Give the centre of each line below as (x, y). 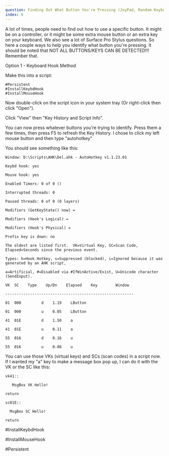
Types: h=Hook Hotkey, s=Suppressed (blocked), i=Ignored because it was (84, 258)
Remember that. (22, 55)
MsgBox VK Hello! (30, 385)
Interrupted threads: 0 (30, 192)
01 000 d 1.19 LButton (46, 303)
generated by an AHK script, (36, 263)
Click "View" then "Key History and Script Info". (54, 118)
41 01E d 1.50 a (39, 320)
